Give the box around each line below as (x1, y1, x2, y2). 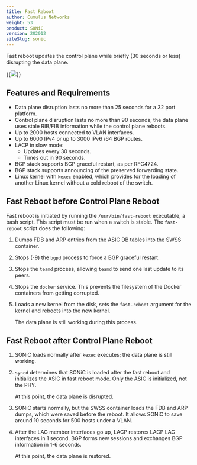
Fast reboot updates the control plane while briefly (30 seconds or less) (6, 53, 181, 59)
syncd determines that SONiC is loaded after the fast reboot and (14, 369, 170, 376)
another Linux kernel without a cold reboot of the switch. (14, 179, 153, 186)
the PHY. (14, 382, 37, 389)
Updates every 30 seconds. (23, 147, 92, 154)
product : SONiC (6, 25, 44, 31)
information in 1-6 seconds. (14, 441, 82, 448)
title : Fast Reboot (6, 8, 54, 15)
